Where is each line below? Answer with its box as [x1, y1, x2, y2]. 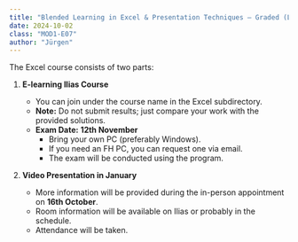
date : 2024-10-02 [9, 21, 74, 30]
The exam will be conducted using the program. [48, 152, 224, 164]
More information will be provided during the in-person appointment [35, 187, 285, 198]
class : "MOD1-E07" [9, 29, 77, 38]
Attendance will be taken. [35, 225, 129, 236]
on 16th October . [35, 197, 99, 207]
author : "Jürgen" [9, 37, 74, 47]
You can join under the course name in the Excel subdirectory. [35, 97, 263, 107]
